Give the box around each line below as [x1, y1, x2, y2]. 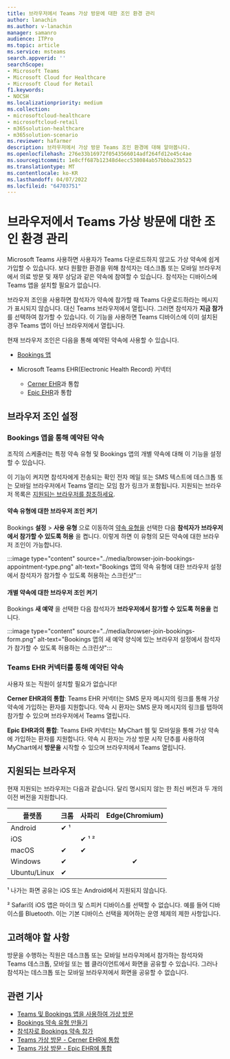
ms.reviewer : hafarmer [7, 138, 72, 145]
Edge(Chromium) [106, 811, 163, 821]
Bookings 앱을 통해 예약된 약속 [7, 433, 104, 442]
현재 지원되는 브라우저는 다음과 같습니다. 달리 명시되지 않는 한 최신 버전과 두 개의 [7, 784, 223, 793]
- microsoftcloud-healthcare [7, 112, 91, 119]
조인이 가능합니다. [14, 540, 62, 549]
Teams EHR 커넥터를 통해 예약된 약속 [7, 663, 124, 672]
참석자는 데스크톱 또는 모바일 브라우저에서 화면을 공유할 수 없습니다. [7, 968, 189, 977]
